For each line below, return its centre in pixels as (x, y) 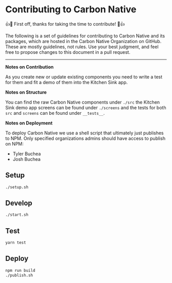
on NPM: (15, 144)
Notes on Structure (26, 92)
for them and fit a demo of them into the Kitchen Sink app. (67, 82)
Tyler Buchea (27, 154)
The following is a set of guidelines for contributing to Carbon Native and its (85, 36)
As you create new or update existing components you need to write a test (84, 77)
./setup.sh (17, 187)
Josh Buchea (27, 159)
